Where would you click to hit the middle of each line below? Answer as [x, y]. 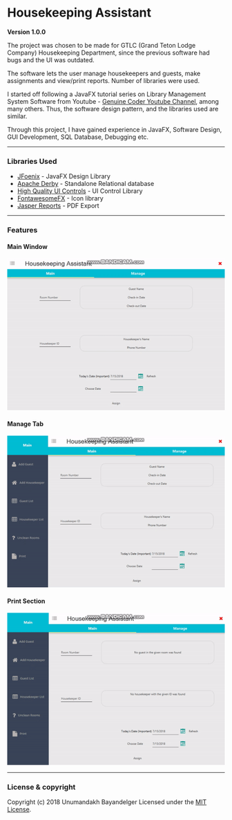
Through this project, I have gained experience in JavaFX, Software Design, [115, 129]
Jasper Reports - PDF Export [58, 206]
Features [22, 230]
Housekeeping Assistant [79, 13]
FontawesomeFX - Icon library [60, 198]
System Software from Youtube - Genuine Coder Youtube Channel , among [113, 101]
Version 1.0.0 [27, 32]
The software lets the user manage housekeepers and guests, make [104, 73]
